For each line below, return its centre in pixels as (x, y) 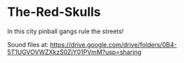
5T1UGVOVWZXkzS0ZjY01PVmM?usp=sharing (74, 52)
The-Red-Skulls (54, 12)
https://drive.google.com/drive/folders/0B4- (113, 44)
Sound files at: (28, 44)
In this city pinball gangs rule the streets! (66, 31)
